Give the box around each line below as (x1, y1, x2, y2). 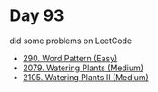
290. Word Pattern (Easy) (22, 52, 118, 63)
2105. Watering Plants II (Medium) (22, 71, 150, 82)
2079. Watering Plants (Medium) (22, 62, 143, 73)
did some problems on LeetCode (9, 35, 133, 46)
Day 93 (9, 5, 64, 26)
